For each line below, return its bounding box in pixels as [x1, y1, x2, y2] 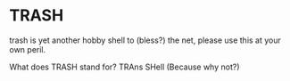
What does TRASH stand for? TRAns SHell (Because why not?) [9, 61, 240, 72]
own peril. [9, 44, 46, 54]
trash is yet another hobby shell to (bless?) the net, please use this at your [9, 35, 281, 45]
